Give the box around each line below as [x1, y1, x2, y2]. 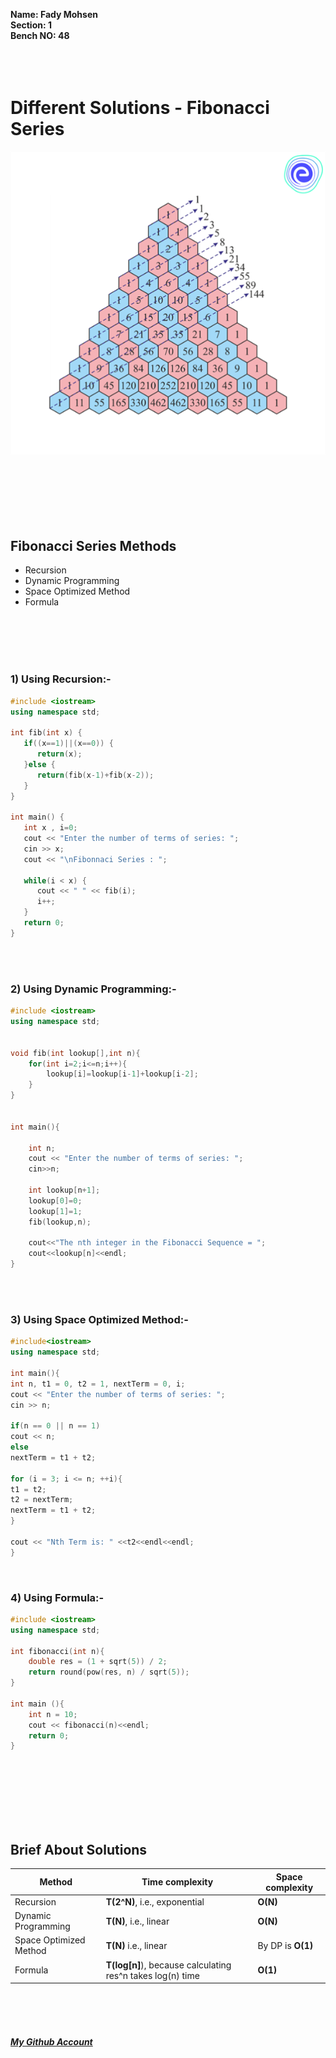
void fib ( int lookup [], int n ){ [10, 1048, 141, 1058]
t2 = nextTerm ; [10, 1495, 74, 1505]
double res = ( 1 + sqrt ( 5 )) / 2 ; [28, 1657, 168, 1667]
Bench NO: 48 [10, 30, 70, 41]
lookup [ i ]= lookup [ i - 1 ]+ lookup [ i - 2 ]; [46, 1069, 199, 1079]
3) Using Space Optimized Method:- [10, 1312, 189, 1326]
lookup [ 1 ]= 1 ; [28, 1206, 83, 1216]
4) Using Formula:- [10, 1590, 105, 1604]
